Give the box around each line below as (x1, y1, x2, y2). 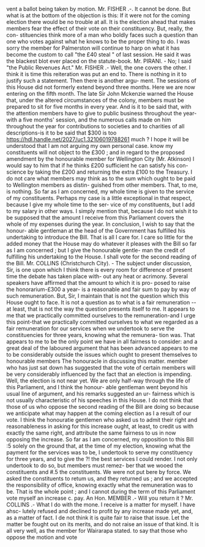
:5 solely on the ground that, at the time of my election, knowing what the (6, 442, 191, 449)
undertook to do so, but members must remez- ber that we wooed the (6, 462, 183, 469)
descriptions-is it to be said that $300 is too (6, 129, 117, 136)
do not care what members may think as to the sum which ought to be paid (6, 175, 196, 182)
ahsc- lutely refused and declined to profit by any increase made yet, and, (6, 508, 193, 514)
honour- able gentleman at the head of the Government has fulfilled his (6, 227, 185, 234)
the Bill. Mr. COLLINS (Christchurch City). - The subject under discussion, (6, 260, 192, 266)
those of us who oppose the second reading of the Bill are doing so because (6, 403, 199, 410)
